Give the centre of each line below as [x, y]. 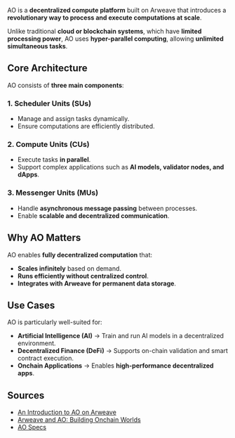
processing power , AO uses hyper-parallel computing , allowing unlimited [115, 39]
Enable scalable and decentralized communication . [93, 215]
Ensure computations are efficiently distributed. [86, 127]
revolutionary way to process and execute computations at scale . [105, 18]
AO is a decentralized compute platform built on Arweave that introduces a [117, 10]
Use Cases [31, 305]
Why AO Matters [44, 238]
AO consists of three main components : [66, 85]
